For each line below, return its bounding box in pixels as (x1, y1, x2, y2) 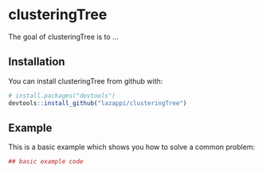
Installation (8, 55, 65, 69)
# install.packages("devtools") (8, 92, 116, 100)
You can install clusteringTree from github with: (8, 76, 163, 85)
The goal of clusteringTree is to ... (8, 32, 119, 41)
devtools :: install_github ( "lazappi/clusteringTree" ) (8, 99, 187, 107)
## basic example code (8, 158, 84, 166)
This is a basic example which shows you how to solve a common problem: (8, 142, 255, 152)
